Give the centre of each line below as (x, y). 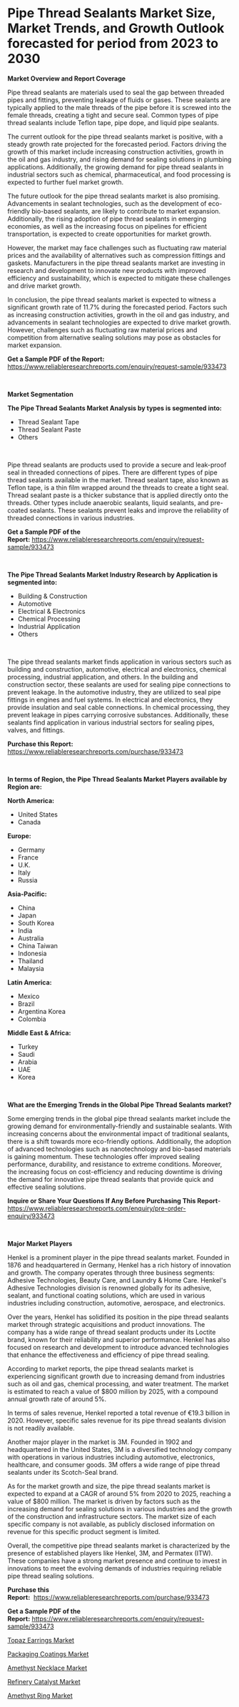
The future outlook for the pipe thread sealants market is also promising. (113, 196)
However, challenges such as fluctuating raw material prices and (102, 329)
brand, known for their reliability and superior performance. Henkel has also (119, 1339)
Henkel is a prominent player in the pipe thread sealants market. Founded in (118, 1257)
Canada (29, 822)
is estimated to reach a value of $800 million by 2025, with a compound (113, 1391)
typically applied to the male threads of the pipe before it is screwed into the (119, 107)
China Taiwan (38, 945)
